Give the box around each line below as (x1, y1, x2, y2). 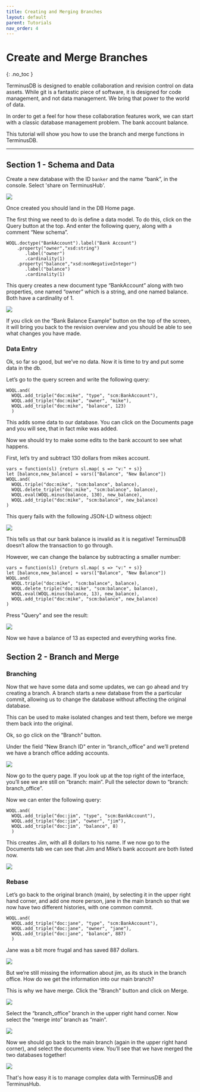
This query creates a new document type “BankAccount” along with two (6, 282, 183, 289)
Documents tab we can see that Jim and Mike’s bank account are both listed (6, 845, 193, 852)
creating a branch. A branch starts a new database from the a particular (6, 689, 182, 696)
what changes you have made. (6, 330, 82, 337)
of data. (6, 101, 26, 108)
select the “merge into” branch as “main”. (6, 1016, 108, 1024)
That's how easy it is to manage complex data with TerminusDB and (6, 1074, 173, 1081)
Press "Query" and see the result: (6, 612, 89, 619)
